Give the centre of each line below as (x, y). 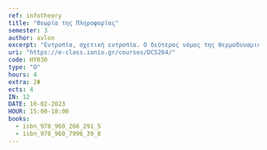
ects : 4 (21, 89)
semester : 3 (28, 30)
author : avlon (32, 38)
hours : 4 (23, 75)
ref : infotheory (35, 15)
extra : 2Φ (25, 82)
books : (19, 119)
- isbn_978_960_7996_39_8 (58, 133)
